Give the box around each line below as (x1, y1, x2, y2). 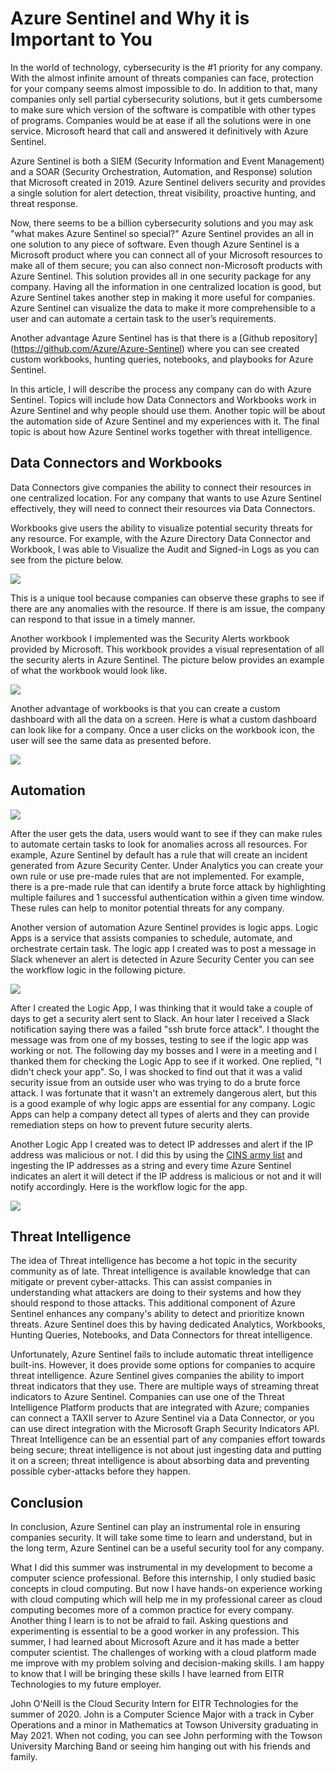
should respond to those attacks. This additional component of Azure (10, 1297, 296, 1309)
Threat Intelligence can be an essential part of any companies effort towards (10, 1433, 326, 1446)
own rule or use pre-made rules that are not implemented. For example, (10, 870, 305, 882)
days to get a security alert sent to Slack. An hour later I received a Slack (10, 1012, 310, 1024)
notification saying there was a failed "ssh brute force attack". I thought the (10, 1023, 320, 1035)
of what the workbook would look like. (10, 664, 168, 676)
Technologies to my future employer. (10, 1678, 162, 1691)
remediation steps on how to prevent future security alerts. (10, 1118, 253, 1131)
